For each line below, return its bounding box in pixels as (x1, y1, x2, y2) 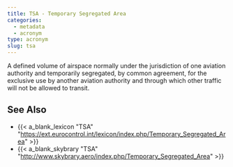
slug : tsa (7, 42, 36, 49)
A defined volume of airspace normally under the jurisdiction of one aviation (7, 62, 226, 70)
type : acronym (7, 36, 49, 43)
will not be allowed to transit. (7, 84, 90, 92)
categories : (7, 17, 42, 24)
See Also (7, 104, 47, 116)
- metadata (13, 23, 45, 30)
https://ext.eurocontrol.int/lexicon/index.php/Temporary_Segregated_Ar (20, 129, 226, 138)
